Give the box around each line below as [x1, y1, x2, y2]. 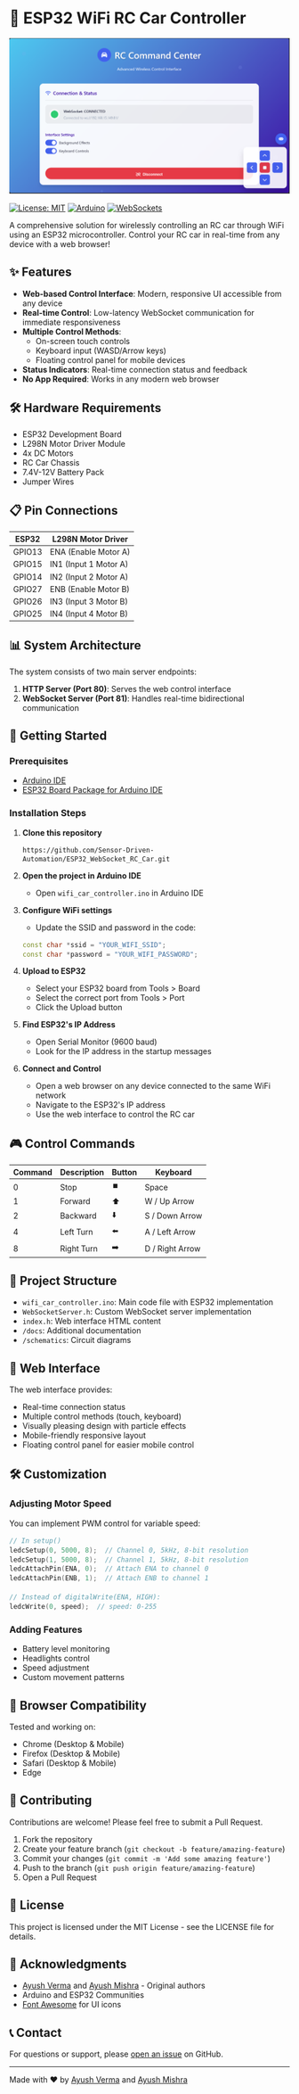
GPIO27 [12, 583, 43, 594]
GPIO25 [12, 608, 43, 619]
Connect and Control [21, 1063, 101, 1074]
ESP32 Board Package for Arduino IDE [21, 785, 163, 796]
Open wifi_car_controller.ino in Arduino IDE [35, 887, 205, 898]
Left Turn [60, 1226, 93, 1238]
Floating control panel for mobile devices [35, 354, 186, 365]
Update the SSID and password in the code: [35, 922, 197, 933]
